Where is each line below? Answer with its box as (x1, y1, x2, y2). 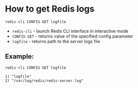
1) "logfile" (5, 74, 32, 79)
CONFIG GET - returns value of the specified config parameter (12, 33, 134, 39)
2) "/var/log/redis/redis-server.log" (5, 78, 84, 83)
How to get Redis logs (5, 3, 95, 15)
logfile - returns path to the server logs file (12, 38, 101, 44)
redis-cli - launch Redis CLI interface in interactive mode (12, 28, 129, 34)
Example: (5, 52, 34, 61)
